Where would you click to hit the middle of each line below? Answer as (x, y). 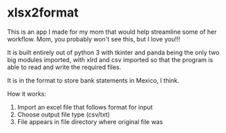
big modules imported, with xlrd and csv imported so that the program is (110, 59)
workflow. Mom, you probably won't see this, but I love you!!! (94, 39)
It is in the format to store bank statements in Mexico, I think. (93, 80)
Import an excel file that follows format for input (85, 107)
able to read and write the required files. (64, 67)
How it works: (27, 94)
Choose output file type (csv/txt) (64, 114)
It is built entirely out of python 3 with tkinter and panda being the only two (113, 52)
